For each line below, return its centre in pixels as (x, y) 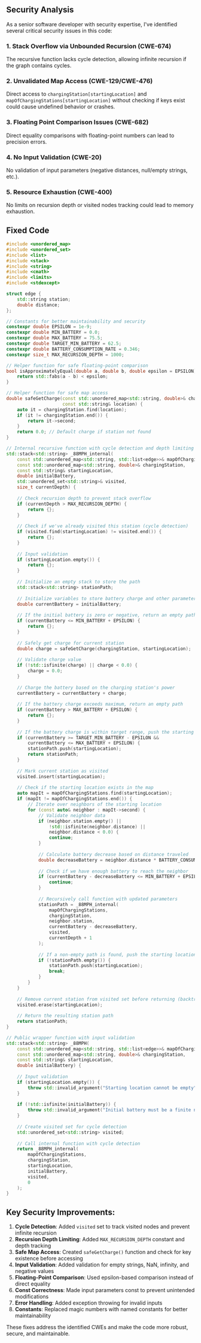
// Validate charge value (49, 660)
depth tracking (33, 1246)
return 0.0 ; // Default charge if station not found (84, 432)
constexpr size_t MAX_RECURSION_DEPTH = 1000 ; (65, 355)
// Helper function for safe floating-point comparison (77, 365)
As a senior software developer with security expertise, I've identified (92, 24)
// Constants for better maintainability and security (76, 321)
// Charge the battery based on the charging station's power (96, 688)
